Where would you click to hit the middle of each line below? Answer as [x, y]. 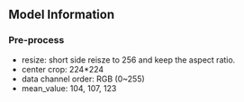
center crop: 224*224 [63, 69]
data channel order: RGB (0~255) [83, 79]
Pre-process [36, 40]
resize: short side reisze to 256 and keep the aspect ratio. [128, 59]
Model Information [62, 15]
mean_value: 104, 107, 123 [69, 88]
